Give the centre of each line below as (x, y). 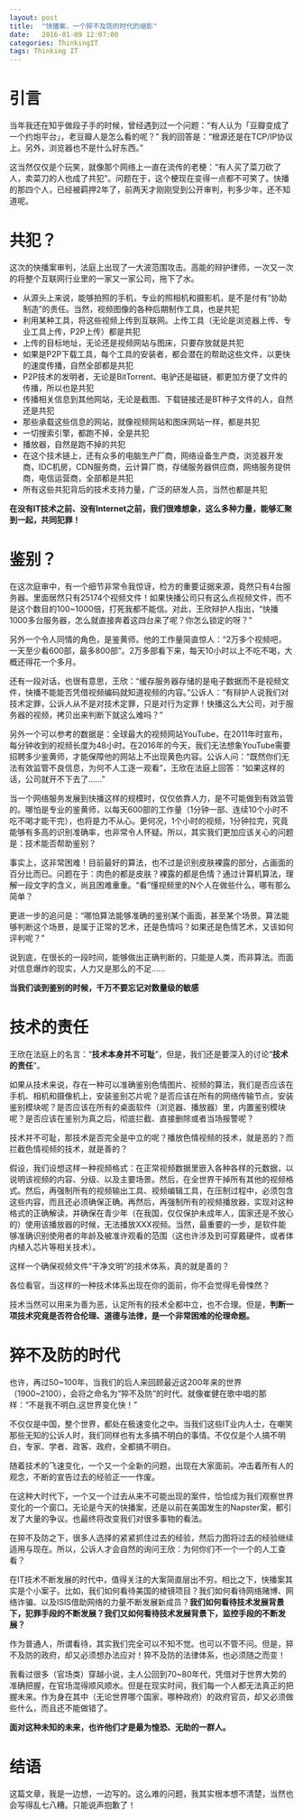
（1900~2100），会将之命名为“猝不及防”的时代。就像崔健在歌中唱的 (134, 1393)
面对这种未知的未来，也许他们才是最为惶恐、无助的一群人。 (120, 1727)
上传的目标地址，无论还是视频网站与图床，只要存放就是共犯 (133, 343)
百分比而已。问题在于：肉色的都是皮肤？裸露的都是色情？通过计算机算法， (147, 873)
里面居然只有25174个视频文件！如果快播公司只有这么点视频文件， (155, 597)
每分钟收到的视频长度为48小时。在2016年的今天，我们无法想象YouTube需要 (150, 745)
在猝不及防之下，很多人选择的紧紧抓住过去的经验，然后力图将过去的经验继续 (151, 1538)
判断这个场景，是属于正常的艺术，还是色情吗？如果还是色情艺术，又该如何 (155, 926)
